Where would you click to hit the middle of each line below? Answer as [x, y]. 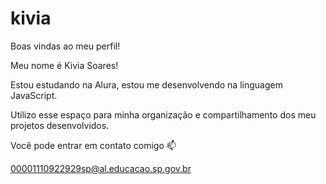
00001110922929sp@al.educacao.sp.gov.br [101, 168]
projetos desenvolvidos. [60, 125]
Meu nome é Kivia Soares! [64, 65]
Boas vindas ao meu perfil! [65, 46]
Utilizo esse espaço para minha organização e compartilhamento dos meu [163, 114]
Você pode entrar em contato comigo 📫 [93, 145]
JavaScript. [34, 95]
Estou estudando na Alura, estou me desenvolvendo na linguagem [146, 84]
